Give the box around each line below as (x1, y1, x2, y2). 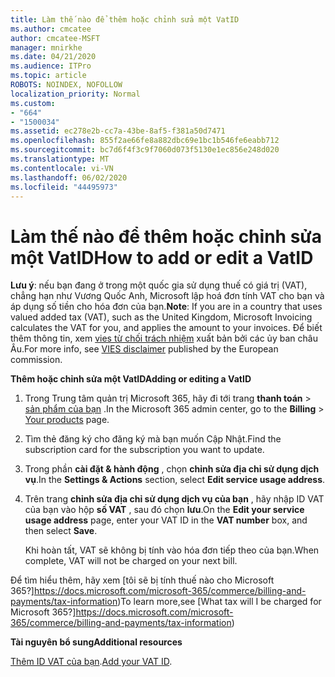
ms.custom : (10, 98, 56, 108)
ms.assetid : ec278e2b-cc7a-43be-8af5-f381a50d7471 (10, 126, 226, 136)
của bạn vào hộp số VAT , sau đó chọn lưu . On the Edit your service (24, 504, 305, 516)
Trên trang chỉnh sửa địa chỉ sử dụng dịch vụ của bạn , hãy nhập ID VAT (24, 493, 325, 505)
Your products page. (24, 414, 110, 426)
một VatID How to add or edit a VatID (10, 246, 314, 269)
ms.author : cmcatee (10, 24, 92, 34)
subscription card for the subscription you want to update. (24, 444, 265, 456)
